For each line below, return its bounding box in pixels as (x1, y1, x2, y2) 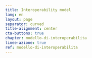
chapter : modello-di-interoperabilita (5, 36, 87, 41)
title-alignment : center (5, 26, 58, 31)
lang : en (5, 12, 24, 17)
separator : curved (5, 21, 44, 27)
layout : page (5, 17, 33, 22)
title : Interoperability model (5, 7, 71, 13)
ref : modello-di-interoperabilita (5, 45, 78, 50)
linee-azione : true (5, 40, 47, 45)
